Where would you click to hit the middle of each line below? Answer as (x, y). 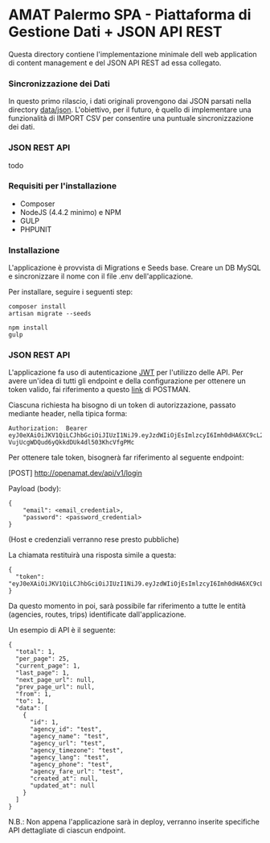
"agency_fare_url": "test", (77, 772)
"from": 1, (34, 694)
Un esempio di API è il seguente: (62, 630)
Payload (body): (35, 489)
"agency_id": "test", (66, 729)
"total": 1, (36, 652)
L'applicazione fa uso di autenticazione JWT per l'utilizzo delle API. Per (126, 373)
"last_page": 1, (43, 673)
